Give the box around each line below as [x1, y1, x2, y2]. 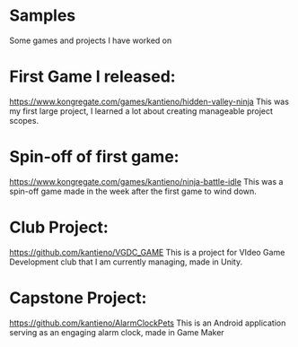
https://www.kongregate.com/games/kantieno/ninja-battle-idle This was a [9, 176, 284, 187]
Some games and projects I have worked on [9, 35, 172, 46]
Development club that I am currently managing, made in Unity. [9, 256, 243, 267]
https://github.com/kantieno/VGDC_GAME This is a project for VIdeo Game [9, 247, 285, 257]
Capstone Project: [9, 288, 147, 308]
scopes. [9, 115, 39, 126]
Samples [9, 5, 76, 26]
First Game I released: [9, 66, 177, 87]
